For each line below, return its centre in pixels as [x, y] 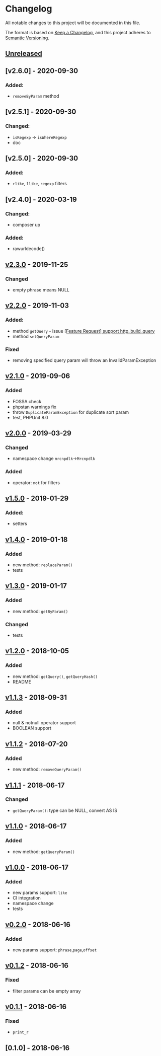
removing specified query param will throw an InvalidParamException [84, 360]
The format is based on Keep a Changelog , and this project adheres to [78, 32]
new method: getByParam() [40, 611]
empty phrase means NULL [41, 290]
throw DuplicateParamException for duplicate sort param [71, 412]
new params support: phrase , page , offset [55, 950]
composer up [26, 225]
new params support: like [40, 893]
